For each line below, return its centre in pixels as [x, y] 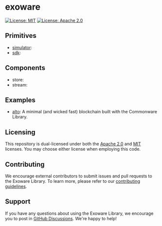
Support [18, 201]
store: [18, 80]
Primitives [21, 36]
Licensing [20, 132]
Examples [20, 100]
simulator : [22, 47]
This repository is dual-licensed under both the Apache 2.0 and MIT [73, 144]
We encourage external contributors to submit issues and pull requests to [79, 176]
